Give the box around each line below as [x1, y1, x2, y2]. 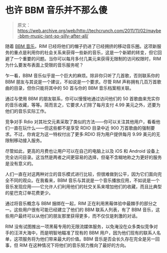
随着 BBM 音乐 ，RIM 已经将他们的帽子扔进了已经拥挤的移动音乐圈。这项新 [5, 43, 158, 49]
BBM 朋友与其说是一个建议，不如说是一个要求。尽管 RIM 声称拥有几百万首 [5, 78, 158, 85]
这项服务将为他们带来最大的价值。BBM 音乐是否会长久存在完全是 [13, 236, 147, 242]
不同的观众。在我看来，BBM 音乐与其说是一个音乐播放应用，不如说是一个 [9, 177, 160, 183]
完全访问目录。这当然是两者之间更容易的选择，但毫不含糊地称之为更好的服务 [5, 154, 162, 160]
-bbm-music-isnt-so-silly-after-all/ [17, 33, 88, 39]
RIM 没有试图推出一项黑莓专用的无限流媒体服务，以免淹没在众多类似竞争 [5, 223, 154, 230]
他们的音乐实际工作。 [5, 108, 49, 114]
